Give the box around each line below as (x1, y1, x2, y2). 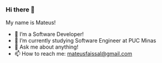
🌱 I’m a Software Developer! (14, 31, 84, 38)
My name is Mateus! (5, 19, 56, 26)
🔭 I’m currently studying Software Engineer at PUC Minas (14, 37, 157, 44)
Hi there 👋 (5, 5, 36, 14)
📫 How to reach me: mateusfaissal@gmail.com (14, 50, 132, 58)
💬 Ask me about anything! (14, 43, 79, 50)
